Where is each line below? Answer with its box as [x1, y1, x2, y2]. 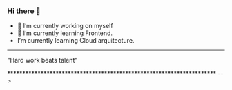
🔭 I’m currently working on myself [17, 22, 113, 30]
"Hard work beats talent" [7, 56, 78, 65]
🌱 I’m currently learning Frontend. [17, 29, 113, 37]
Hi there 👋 [7, 6, 41, 16]
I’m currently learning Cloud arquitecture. [17, 36, 135, 45]
